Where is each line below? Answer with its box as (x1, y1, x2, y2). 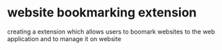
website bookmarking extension (7, 5, 197, 21)
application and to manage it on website (7, 34, 121, 42)
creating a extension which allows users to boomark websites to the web (7, 27, 215, 36)
